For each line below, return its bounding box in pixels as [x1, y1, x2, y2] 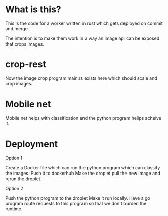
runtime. [5, 206, 23, 212]
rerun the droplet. [5, 176, 42, 182]
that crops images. [5, 40, 45, 47]
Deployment [5, 138, 58, 150]
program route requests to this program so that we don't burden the [5, 200, 147, 206]
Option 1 [5, 155, 23, 161]
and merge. [5, 25, 29, 31]
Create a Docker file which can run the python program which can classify [5, 164, 160, 170]
